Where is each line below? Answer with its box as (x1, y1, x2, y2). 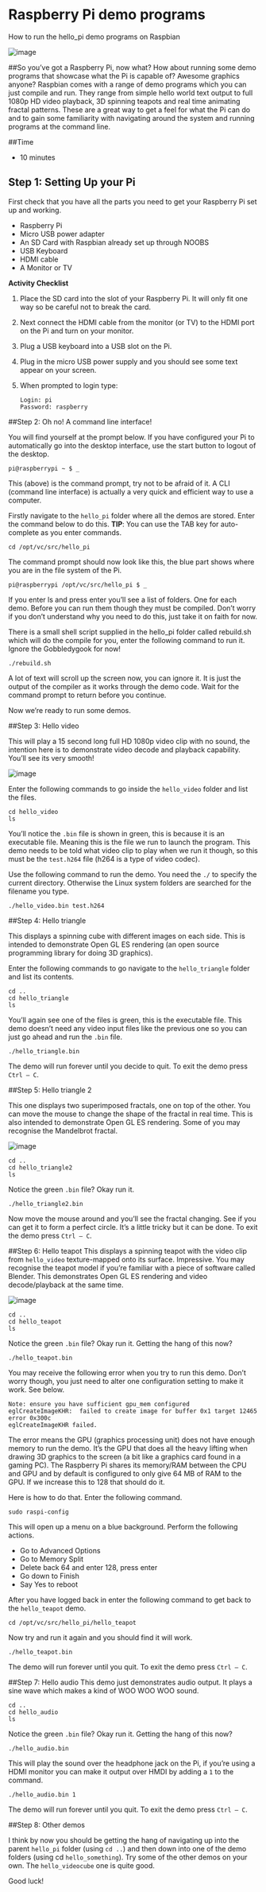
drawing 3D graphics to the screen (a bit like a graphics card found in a (8, 1452, 241, 1461)
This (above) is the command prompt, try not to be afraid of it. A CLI (8, 479, 230, 488)
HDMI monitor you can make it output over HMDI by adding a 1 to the (8, 1766, 234, 1776)
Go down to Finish (19, 1571, 79, 1580)
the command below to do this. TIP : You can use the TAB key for (8, 519, 219, 529)
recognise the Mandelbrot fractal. (8, 1126, 118, 1135)
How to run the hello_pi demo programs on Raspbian (8, 32, 180, 41)
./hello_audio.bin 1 (8, 1790, 77, 1798)
